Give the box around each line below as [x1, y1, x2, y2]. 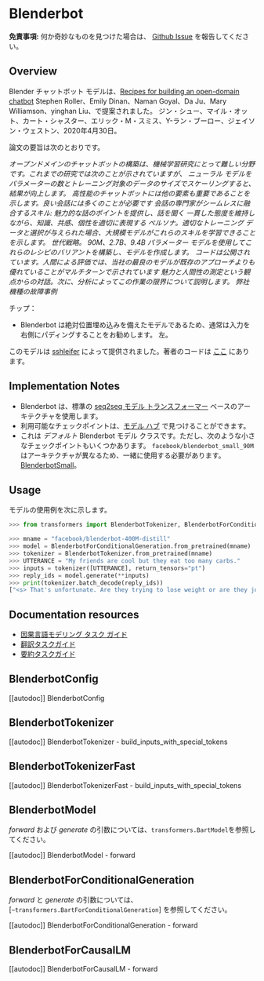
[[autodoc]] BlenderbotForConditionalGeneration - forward [9, 921, 198, 930]
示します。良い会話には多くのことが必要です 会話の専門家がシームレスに [9, 198, 244, 208]
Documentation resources [9, 607, 139, 621]
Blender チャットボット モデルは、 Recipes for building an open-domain [9, 86, 240, 96]
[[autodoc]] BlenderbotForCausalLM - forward [9, 964, 158, 973]
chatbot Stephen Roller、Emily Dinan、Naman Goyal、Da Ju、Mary [9, 96, 227, 106]
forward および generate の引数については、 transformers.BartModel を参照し [9, 825, 256, 834]
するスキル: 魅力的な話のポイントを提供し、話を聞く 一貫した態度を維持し [15, 208, 255, 217]
